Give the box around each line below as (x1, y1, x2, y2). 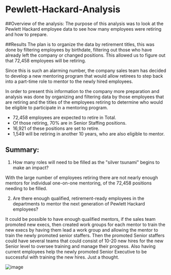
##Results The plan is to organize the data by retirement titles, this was (5, 41, 155, 47)
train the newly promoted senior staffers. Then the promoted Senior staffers (5, 232, 165, 238)
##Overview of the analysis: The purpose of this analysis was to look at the (5, 20, 164, 27)
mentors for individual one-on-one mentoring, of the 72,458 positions (5, 180, 152, 186)
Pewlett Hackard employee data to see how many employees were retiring (5, 26, 162, 32)
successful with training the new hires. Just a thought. (5, 254, 119, 260)
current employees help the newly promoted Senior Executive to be (5, 248, 147, 255)
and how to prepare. (5, 31, 48, 37)
